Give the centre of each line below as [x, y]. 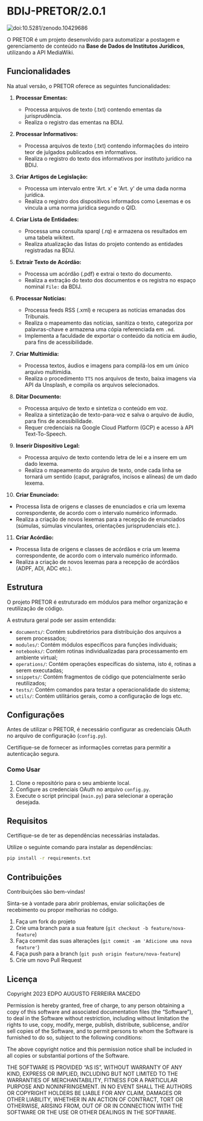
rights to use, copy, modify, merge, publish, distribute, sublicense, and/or [98, 1024]
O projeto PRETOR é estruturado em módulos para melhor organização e [97, 602]
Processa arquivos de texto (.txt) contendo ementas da [93, 109]
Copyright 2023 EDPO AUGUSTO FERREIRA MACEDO [74, 993]
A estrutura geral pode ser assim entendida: [62, 620]
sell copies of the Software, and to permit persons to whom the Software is [100, 1031]
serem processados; [41, 638]
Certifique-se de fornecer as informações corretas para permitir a [89, 748]
